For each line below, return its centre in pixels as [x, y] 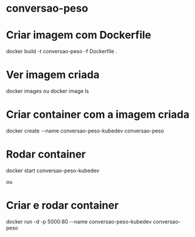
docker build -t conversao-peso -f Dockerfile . [62, 51]
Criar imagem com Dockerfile [79, 35]
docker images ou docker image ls [48, 91]
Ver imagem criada [53, 75]
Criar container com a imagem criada [98, 115]
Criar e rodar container [62, 205]
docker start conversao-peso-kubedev [53, 170]
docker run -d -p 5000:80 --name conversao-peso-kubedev [79, 221]
